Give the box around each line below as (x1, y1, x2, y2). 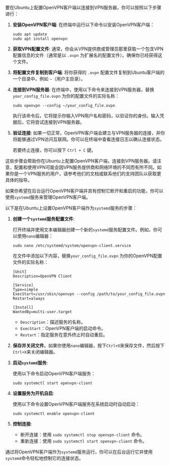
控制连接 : (12, 421, 32, 427)
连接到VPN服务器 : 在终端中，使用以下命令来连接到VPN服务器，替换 (12, 87, 155, 93)
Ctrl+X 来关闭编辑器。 (12, 349, 58, 355)
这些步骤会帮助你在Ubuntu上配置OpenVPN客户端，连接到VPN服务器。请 (5, 158, 157, 164)
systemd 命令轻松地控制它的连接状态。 (5, 455, 84, 461)
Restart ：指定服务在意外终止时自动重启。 (20, 332, 108, 338)
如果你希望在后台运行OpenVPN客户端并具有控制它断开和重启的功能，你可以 (5, 188, 164, 194)
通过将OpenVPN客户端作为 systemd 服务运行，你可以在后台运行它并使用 (5, 449, 153, 455)
